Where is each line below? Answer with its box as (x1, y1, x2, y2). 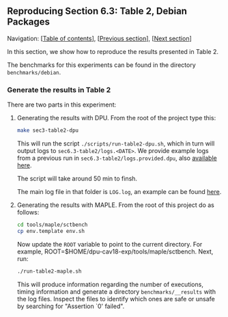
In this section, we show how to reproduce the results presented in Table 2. (7, 47, 218, 55)
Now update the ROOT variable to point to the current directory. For (16, 240, 203, 248)
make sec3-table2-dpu (16, 127, 79, 134)
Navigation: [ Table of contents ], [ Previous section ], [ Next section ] (7, 34, 193, 42)
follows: (16, 208, 40, 216)
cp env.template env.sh (16, 228, 85, 234)
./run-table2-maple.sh (16, 268, 82, 275)
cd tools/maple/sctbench (16, 221, 88, 228)
